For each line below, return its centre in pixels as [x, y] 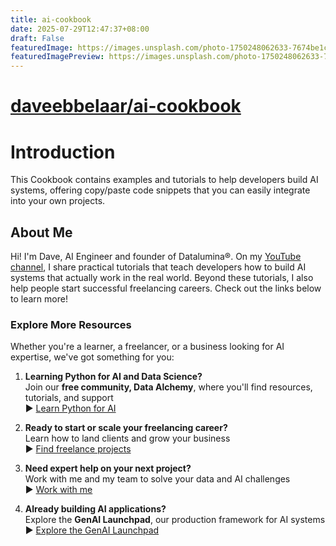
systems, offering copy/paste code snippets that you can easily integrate [160, 190]
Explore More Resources [71, 324]
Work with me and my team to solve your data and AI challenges [157, 479]
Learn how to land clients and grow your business [127, 438]
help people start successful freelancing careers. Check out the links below [166, 288]
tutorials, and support [69, 398]
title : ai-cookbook [51, 19]
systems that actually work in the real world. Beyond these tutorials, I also [162, 278]
